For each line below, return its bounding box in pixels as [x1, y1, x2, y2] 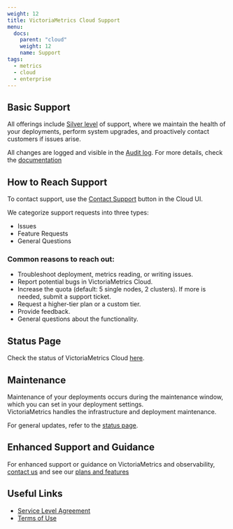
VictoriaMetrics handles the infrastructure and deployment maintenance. [7, 407, 217, 415]
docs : [13, 29, 30, 37]
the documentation [7, 156, 62, 165]
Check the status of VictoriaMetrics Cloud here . [7, 354, 145, 362]
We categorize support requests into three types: [7, 208, 149, 217]
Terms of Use [17, 514, 57, 522]
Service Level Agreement [17, 506, 91, 515]
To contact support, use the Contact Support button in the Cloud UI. [7, 195, 203, 203]
